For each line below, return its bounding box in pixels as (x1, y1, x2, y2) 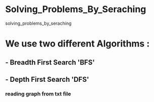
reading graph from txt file (5, 90, 71, 97)
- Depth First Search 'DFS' (5, 75, 89, 84)
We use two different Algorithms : (5, 38, 150, 49)
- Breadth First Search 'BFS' (5, 58, 95, 67)
